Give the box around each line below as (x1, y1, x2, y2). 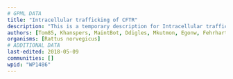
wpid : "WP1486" (7, 61, 51, 68)
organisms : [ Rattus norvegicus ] (7, 36, 101, 43)
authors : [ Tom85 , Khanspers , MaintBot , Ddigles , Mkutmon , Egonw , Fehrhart (7, 29, 228, 36)
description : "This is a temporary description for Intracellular (7, 23, 203, 30)
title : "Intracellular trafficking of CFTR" (7, 16, 138, 23)
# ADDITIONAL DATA (7, 42, 60, 49)
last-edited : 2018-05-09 (7, 49, 79, 56)
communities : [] (7, 55, 54, 62)
